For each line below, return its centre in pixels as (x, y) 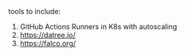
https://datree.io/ (47, 35)
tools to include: (35, 11)
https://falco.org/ (48, 43)
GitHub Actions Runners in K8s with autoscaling (98, 26)
